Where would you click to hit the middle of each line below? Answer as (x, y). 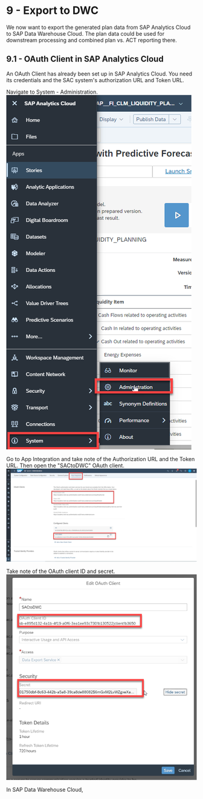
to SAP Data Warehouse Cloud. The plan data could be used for (85, 33)
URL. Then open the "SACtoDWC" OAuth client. (66, 465)
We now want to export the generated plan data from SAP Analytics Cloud (98, 27)
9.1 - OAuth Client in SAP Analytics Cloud (85, 59)
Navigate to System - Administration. (52, 92)
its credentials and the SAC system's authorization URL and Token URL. (95, 80)
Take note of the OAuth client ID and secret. (61, 571)
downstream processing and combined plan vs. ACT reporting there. (92, 40)
